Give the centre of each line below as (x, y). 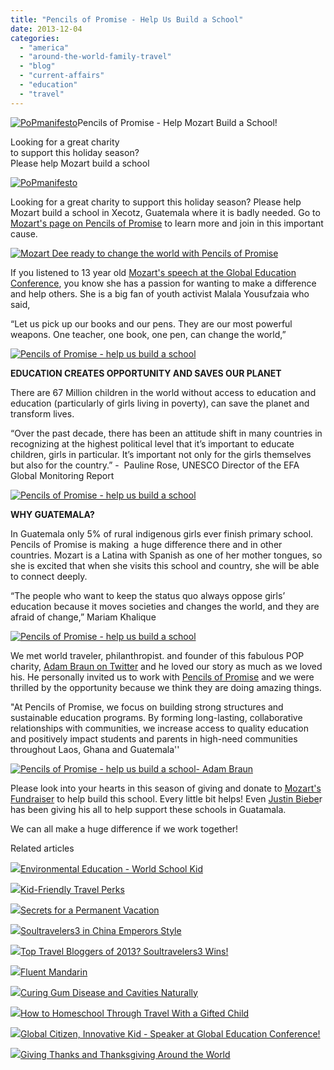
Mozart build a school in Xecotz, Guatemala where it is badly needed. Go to (165, 212)
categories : (35, 38)
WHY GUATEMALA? (52, 514)
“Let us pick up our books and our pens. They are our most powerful (151, 323)
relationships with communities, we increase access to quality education (160, 728)
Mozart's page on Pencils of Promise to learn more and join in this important (167, 223)
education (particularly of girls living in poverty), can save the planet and (160, 403)
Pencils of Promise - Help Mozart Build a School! (177, 122)
